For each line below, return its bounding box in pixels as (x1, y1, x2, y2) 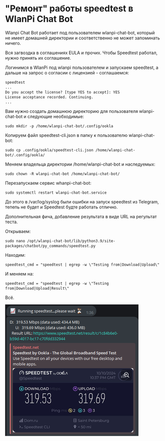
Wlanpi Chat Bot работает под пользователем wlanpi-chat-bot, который (5, 30, 155, 35)
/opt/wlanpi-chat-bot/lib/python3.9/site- (27, 238, 116, 243)
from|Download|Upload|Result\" (5, 286, 69, 291)
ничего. (5, 40, 21, 46)
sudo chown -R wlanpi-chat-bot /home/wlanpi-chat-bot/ (5, 171, 120, 176)
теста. (5, 219, 18, 225)
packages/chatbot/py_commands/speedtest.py (5, 243, 96, 248)
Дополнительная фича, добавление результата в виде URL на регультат (5, 213, 157, 219)
